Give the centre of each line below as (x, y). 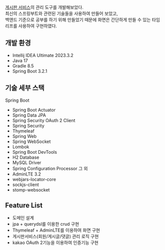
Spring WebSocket (32, 141)
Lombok (21, 147)
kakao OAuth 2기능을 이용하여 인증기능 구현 (55, 243)
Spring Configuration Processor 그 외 (50, 168)
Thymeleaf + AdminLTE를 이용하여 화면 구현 (56, 230)
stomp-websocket (31, 189)
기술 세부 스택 (25, 88)
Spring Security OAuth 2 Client (44, 120)
